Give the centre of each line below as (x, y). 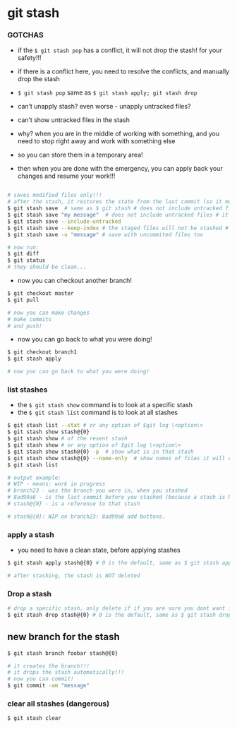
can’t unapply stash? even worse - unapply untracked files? (104, 107)
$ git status (26, 260)
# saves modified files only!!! (55, 195)
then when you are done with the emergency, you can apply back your (120, 169)
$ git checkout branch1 (42, 352)
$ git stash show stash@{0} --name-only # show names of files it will (116, 458)
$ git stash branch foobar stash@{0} (63, 653)
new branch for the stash (63, 637)
